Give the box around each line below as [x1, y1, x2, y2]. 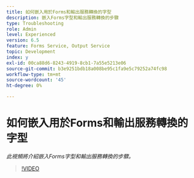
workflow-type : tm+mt [6, 71, 61, 77]
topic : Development [6, 49, 56, 55]
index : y [6, 54, 29, 60]
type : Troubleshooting [6, 20, 64, 26]
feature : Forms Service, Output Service [6, 43, 111, 49]
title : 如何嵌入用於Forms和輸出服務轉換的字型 [6, 9, 112, 15]
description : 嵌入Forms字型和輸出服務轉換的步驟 [6, 15, 119, 21]
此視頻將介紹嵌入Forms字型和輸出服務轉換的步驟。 [6, 152, 134, 160]
